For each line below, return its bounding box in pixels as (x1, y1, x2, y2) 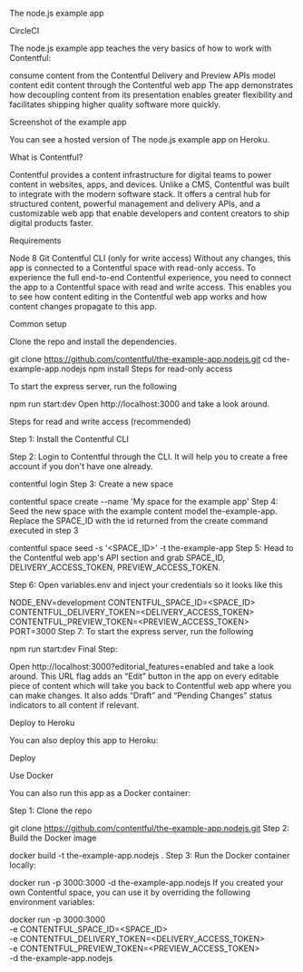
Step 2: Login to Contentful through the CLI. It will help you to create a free (9, 451, 288, 462)
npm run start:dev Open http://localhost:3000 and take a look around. (9, 398, 270, 409)
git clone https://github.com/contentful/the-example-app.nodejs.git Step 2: (9, 823, 290, 833)
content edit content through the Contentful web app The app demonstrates (9, 80, 293, 90)
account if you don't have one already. (9, 461, 153, 471)
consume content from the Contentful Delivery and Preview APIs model (9, 70, 276, 81)
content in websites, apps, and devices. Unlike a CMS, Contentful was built (9, 179, 290, 190)
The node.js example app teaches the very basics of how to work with (9, 43, 272, 54)
